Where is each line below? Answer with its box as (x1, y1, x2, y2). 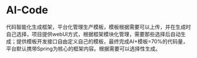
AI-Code (6, 3, 49, 17)
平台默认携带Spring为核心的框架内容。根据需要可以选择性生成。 (6, 45, 161, 52)
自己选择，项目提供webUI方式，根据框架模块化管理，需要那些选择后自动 (6, 30, 181, 38)
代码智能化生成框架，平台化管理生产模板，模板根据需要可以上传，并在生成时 (6, 23, 191, 30)
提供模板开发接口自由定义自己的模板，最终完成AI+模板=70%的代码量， (16, 38, 189, 45)
